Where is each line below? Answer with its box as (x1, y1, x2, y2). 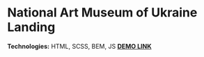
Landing (7, 19, 56, 35)
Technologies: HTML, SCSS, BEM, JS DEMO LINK (7, 42, 152, 50)
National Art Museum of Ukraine (7, 5, 198, 21)
